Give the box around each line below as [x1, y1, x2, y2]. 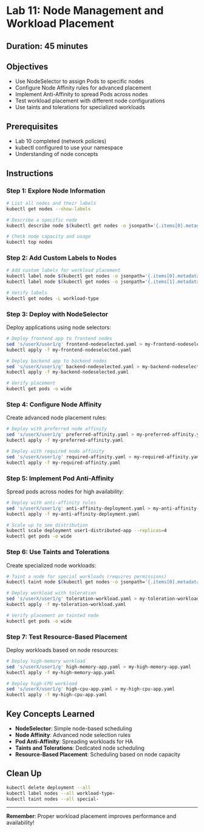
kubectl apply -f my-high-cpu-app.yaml [6, 692, 107, 698]
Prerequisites [6, 121, 58, 132]
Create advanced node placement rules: [6, 414, 107, 421]
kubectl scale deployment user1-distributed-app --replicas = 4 [6, 528, 167, 534]
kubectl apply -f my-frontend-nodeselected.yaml [6, 347, 132, 353]
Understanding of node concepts [15, 151, 98, 158]
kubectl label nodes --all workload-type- [6, 790, 115, 796]
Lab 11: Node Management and [6, 4, 164, 18]
